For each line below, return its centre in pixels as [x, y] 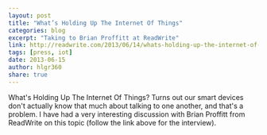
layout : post [30, 15]
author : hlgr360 [35, 67]
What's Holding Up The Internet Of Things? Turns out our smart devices [126, 97]
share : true [28, 75]
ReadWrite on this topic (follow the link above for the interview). [112, 122]
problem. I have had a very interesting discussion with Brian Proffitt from [127, 114]
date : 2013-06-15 [37, 60]
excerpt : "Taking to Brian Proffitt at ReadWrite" [94, 38]
